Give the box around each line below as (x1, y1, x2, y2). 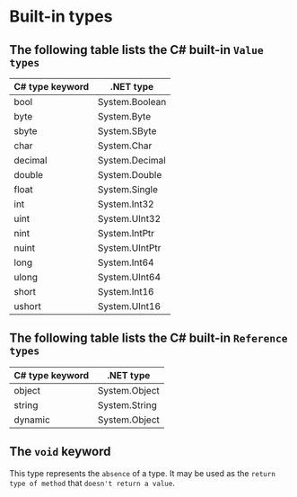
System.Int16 (97, 286, 154, 297)
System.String (97, 398, 157, 411)
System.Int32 (97, 198, 154, 210)
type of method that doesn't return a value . (9, 477, 175, 488)
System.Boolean (97, 96, 167, 108)
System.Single (97, 183, 159, 195)
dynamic (13, 413, 51, 426)
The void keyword (9, 444, 111, 459)
